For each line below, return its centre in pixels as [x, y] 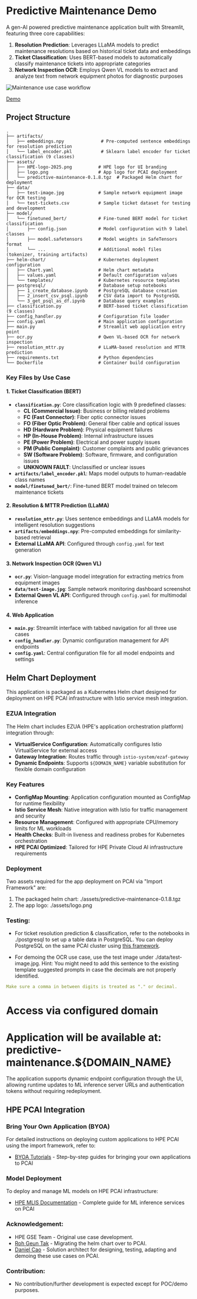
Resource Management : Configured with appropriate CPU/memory [96, 822]
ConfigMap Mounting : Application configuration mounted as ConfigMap [103, 797]
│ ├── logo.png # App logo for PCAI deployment [92, 172]
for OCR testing [26, 198]
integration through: [30, 732]
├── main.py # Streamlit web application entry [96, 327]
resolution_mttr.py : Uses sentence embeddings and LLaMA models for [102, 519]
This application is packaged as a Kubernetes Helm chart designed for [91, 692]
